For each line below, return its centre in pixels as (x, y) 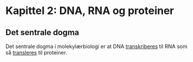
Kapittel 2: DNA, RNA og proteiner (90, 11)
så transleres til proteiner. (36, 53)
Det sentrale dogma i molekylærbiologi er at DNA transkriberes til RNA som (96, 46)
